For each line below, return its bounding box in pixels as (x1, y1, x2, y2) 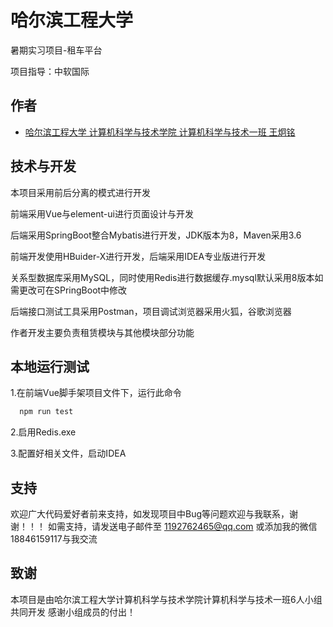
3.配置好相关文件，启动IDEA (10, 447, 127, 460)
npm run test (19, 407, 74, 417)
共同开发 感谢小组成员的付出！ (10, 606, 136, 618)
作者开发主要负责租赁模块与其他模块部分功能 (10, 326, 195, 338)
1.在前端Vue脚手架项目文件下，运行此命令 (10, 387, 182, 399)
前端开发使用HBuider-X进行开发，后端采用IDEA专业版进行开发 (10, 250, 267, 262)
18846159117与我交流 (10, 533, 98, 545)
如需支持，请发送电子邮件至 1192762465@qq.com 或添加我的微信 (47, 521, 318, 533)
